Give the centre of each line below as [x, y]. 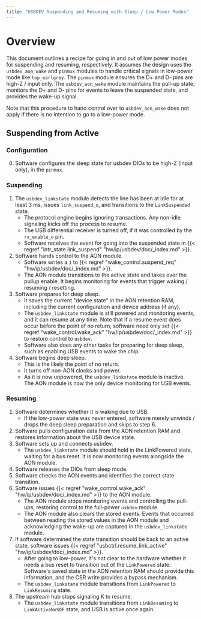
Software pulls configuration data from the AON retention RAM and [97, 431]
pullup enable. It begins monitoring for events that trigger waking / [106, 281]
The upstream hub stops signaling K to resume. [73, 596]
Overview [31, 41]
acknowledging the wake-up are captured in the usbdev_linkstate [106, 526]
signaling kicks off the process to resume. [76, 224]
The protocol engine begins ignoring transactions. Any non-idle [102, 217]
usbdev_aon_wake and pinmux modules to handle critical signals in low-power [100, 71]
